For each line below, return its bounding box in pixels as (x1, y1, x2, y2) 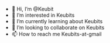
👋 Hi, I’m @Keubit (11, 6, 54, 12)
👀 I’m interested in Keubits (11, 12, 75, 19)
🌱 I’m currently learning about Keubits (11, 18, 103, 24)
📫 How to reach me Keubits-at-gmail (11, 31, 102, 37)
